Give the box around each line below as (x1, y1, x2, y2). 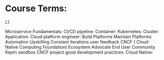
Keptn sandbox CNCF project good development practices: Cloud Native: (5, 49, 153, 55)
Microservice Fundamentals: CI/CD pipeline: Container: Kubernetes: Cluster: (5, 28, 160, 34)
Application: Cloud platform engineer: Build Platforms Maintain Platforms (5, 34, 152, 40)
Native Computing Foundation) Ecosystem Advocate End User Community (5, 44, 156, 50)
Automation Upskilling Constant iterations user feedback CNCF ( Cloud (5, 39, 149, 44)
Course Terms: (5, 3, 67, 14)
